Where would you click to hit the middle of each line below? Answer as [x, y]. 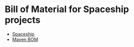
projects [23, 20]
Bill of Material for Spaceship [67, 9]
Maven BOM [25, 39]
